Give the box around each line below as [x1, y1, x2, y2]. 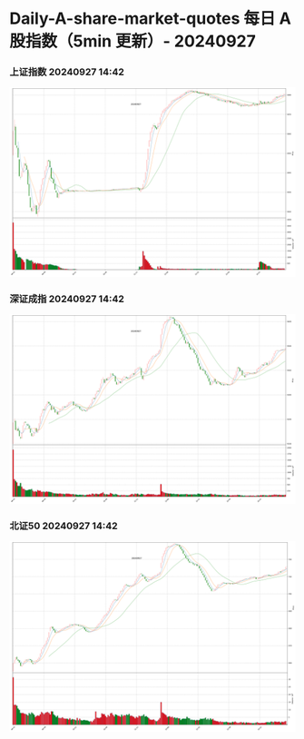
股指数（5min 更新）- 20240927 [9, 31, 256, 52]
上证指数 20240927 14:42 [9, 65, 125, 78]
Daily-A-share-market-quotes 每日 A [9, 8, 292, 29]
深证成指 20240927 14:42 [9, 292, 125, 305]
